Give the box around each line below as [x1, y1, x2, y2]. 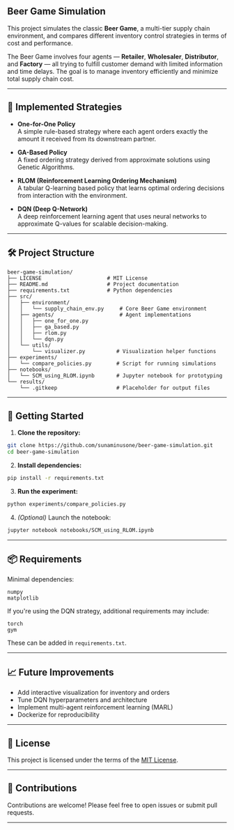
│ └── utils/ [7, 342, 52, 349]
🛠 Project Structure [7, 247, 95, 259]
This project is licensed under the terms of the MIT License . [7, 755, 179, 765]
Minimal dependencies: [7, 575, 75, 584]
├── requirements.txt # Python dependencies [7, 287, 173, 295]
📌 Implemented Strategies [7, 101, 123, 113]
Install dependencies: [17, 461, 82, 469]
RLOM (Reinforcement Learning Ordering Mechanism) [17, 176, 178, 185]
